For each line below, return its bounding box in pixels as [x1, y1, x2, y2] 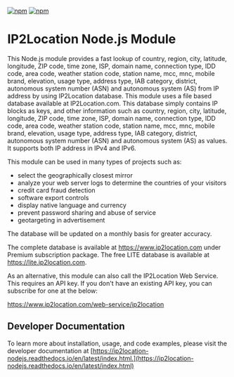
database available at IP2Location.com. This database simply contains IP [7, 99, 219, 107]
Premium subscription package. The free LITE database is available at [7, 250, 209, 259]
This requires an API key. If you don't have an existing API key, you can [7, 279, 212, 287]
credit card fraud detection [17, 186, 96, 194]
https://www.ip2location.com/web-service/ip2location [7, 300, 164, 308]
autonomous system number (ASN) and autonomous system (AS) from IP [7, 84, 219, 93]
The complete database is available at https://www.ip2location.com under [7, 243, 221, 251]
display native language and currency [17, 201, 126, 209]
